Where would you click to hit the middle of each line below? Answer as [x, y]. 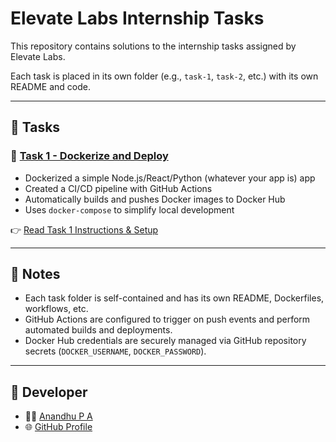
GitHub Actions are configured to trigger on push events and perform [167, 319]
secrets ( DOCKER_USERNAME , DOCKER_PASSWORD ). [115, 351]
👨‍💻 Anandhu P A [58, 416]
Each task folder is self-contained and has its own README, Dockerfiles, [174, 298]
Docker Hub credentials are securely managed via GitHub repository [165, 341]
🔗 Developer [49, 392]
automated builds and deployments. [98, 330]
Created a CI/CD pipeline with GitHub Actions [118, 188]
